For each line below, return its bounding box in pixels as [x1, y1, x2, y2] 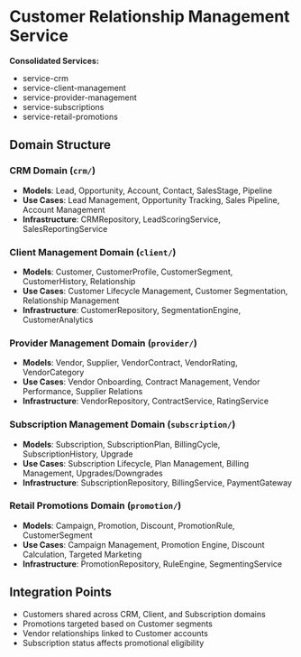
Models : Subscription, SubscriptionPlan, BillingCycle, [22, 439, 221, 449]
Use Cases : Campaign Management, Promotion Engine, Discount [22, 539, 265, 550]
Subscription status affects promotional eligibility [22, 637, 205, 648]
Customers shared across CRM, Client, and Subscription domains [22, 608, 266, 619]
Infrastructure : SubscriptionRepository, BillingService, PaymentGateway [22, 477, 293, 488]
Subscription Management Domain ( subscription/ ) [9, 418, 236, 430]
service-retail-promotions [22, 111, 119, 122]
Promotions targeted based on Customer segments [22, 618, 214, 629]
